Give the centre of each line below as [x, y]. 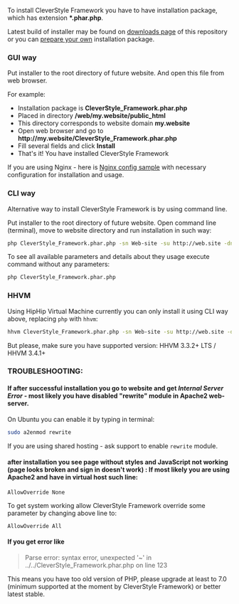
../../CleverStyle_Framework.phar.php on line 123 [96, 565]
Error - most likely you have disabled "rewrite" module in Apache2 [107, 396]
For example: [27, 95]
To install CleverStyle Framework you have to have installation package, [113, 10]
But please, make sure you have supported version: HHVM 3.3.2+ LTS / [112, 345]
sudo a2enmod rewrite [39, 432]
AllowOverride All [34, 526]
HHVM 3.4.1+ [27, 353]
